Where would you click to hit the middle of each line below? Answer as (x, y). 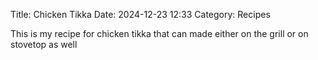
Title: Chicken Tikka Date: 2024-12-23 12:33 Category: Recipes (140, 14)
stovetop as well (44, 44)
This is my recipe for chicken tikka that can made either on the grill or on (159, 33)
